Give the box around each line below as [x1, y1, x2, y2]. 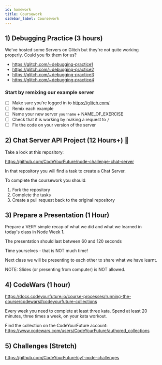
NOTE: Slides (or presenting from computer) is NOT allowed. [5, 267, 126, 272]
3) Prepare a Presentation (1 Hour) [5, 211, 110, 219]
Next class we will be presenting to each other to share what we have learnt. [5, 257, 157, 263]
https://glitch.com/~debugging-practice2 [12, 66, 94, 73]
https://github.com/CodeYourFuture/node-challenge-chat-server [5, 159, 134, 164]
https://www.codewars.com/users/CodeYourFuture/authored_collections [5, 328, 150, 333]
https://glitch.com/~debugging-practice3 [12, 72, 94, 78]
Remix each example [12, 105, 54, 111]
